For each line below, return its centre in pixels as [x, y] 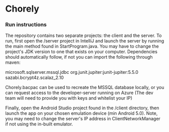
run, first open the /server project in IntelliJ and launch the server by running [85, 41]
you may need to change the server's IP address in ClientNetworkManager [83, 119]
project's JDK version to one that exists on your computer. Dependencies [81, 52]
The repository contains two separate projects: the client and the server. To [83, 35]
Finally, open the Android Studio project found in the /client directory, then [82, 108]
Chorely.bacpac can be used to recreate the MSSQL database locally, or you [85, 87]
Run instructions [26, 25]
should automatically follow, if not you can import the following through [79, 57]
